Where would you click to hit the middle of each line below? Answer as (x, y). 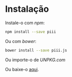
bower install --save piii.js (36, 50)
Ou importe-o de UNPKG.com (35, 60)
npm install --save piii (31, 32)
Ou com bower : (21, 41)
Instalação (27, 9)
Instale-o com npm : (25, 23)
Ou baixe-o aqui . (22, 69)
